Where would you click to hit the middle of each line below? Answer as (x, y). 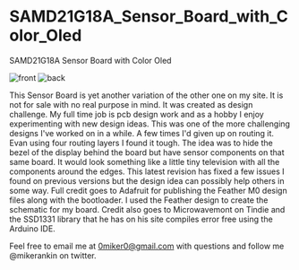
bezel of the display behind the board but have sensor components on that (147, 152)
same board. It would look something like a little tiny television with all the (145, 161)
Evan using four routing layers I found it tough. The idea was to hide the (141, 143)
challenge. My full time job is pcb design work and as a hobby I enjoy (137, 114)
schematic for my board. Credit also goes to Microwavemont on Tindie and (147, 209)
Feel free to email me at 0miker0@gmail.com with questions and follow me (147, 246)
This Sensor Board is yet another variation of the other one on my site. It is (146, 95)
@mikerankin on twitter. (53, 255)
